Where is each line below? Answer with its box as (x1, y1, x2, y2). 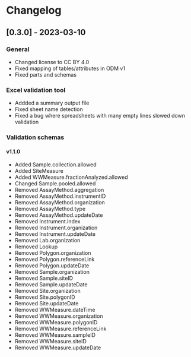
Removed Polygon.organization (14, 249, 91, 257)
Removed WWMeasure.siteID (14, 338, 87, 345)
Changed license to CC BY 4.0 (14, 58, 90, 65)
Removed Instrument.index (14, 218, 81, 225)
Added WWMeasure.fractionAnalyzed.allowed (14, 173, 128, 181)
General (6, 45, 30, 53)
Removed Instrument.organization (14, 224, 98, 232)
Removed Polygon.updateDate (14, 262, 90, 269)
